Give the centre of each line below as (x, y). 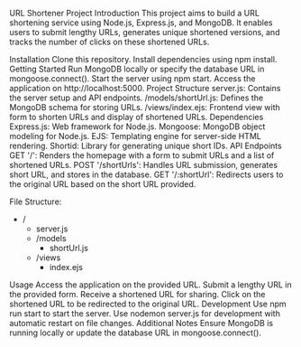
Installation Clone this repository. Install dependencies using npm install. (143, 59)
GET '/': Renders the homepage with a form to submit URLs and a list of (142, 155)
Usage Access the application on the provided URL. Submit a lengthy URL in (150, 285)
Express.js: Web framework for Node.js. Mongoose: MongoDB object (137, 127)
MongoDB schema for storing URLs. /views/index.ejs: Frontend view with (145, 107)
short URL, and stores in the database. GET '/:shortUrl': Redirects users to (146, 174)
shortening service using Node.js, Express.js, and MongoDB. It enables (141, 23)
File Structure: (36, 202)
